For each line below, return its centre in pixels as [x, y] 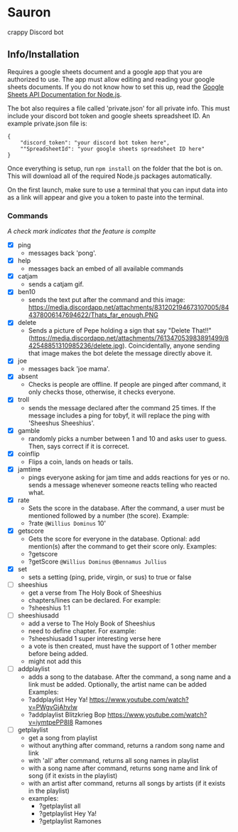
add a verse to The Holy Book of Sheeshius [92, 623]
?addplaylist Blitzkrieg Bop [67, 715]
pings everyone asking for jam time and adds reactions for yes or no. [129, 477]
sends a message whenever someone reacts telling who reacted [123, 484]
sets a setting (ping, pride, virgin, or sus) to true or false [110, 577]
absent [28, 376]
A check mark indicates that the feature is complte [82, 232]
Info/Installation [43, 54]
